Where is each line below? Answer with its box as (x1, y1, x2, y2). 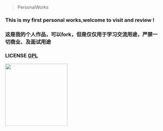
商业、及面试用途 (10, 38, 51, 45)
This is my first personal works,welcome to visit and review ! (5, 16, 155, 23)
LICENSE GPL (5, 52, 38, 59)
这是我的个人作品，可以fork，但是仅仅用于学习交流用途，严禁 (5, 31, 153, 38)
